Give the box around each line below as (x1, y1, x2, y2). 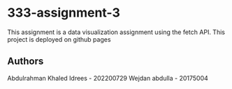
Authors (7, 56, 44, 67)
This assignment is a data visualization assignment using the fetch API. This (7, 28, 226, 36)
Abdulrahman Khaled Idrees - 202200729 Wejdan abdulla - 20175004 (7, 74, 208, 82)
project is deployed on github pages (7, 35, 111, 43)
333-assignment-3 (7, 5, 121, 21)
